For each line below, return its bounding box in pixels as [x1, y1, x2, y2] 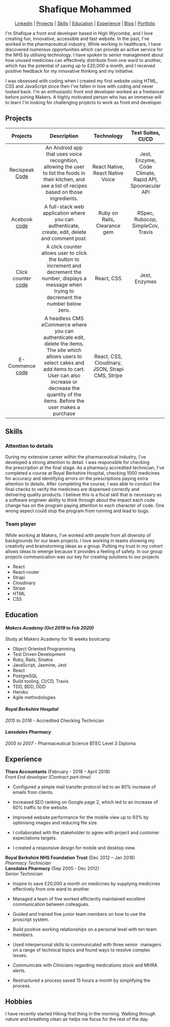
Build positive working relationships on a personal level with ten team [12, 926, 157, 932]
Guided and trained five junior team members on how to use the [12, 911, 146, 917]
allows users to [46, 353, 82, 360]
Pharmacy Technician [5, 859, 51, 866]
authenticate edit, [43, 334, 85, 341]
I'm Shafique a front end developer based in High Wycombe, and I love [5, 30, 153, 36]
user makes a [48, 404, 80, 411]
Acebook [11, 216, 33, 223]
